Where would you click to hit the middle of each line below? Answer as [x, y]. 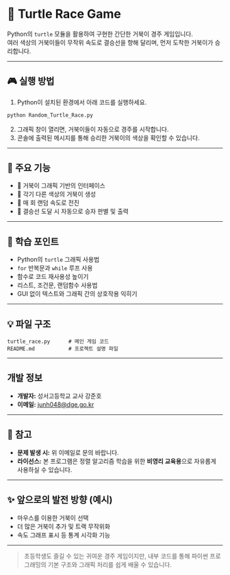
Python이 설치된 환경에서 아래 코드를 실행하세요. [82, 102]
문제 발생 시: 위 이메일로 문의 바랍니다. [68, 452]
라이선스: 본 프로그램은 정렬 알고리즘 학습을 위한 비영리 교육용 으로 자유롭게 [117, 461]
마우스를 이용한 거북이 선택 [53, 517]
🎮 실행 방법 [31, 81]
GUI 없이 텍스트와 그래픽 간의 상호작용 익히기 [77, 294]
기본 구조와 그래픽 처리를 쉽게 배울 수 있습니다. [110, 564]
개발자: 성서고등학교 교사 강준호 [59, 396]
